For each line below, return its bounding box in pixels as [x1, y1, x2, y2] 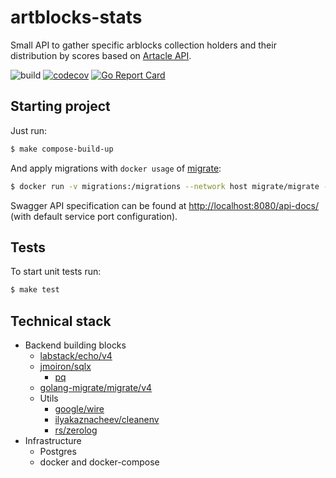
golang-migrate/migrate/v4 [39, 382, 153, 393]
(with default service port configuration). [10, 210, 178, 222]
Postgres [39, 446, 77, 457]
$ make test [10, 285, 60, 295]
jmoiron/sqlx [39, 361, 92, 372]
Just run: [10, 124, 48, 136]
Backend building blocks [24, 339, 127, 351]
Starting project [10, 98, 111, 115]
